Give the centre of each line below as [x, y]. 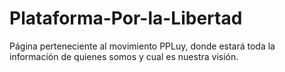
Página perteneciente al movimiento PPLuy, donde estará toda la [142, 46]
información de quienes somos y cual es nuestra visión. [124, 56]
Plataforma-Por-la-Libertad [126, 18]
